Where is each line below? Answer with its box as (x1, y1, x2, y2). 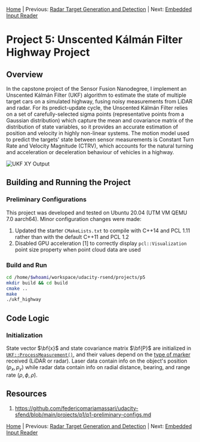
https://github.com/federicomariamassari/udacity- (14, 404, 139, 412)
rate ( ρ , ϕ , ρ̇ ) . (6, 371, 38, 379)
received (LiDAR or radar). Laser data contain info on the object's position (6, 357, 187, 364)
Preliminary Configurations (6, 195, 87, 204)
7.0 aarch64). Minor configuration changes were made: (6, 215, 142, 222)
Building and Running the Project (6, 177, 131, 188)
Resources (6, 389, 47, 399)
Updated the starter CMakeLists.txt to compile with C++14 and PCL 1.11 (14, 227, 190, 234)
